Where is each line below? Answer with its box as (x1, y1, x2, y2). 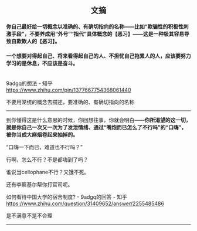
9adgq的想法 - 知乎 (6, 80, 53, 87)
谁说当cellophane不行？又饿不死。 (6, 169, 90, 176)
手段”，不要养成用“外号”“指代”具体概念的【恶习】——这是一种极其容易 (11, 30, 185, 37)
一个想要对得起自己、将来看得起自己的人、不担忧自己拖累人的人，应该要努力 (6, 52, 191, 59)
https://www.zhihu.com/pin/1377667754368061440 (6, 87, 131, 94)
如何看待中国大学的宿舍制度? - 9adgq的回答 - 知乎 (6, 193, 128, 201)
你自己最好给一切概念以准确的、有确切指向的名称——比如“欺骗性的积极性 (6, 23, 184, 30)
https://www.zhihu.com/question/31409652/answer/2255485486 (6, 200, 164, 207)
